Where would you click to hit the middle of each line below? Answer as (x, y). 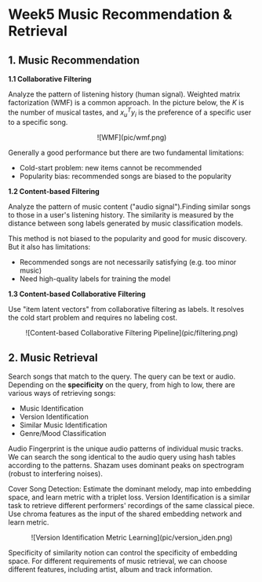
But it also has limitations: (49, 247)
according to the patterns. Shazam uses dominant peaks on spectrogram (126, 466)
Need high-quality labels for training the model (95, 279)
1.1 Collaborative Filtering (50, 79)
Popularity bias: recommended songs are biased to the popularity (125, 176)
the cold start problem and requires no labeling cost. (93, 318)
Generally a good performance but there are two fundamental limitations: (126, 153)
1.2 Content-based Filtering (54, 192)
